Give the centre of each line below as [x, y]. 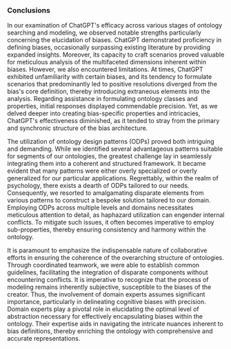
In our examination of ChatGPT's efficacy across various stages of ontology [115, 26]
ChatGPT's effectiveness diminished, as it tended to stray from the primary [113, 121]
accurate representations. [44, 339]
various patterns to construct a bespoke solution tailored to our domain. [109, 200]
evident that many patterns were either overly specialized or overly [102, 171]
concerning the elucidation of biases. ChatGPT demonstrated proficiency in [114, 40]
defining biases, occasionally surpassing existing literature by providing [109, 48]
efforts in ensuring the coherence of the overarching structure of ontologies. [115, 258]
